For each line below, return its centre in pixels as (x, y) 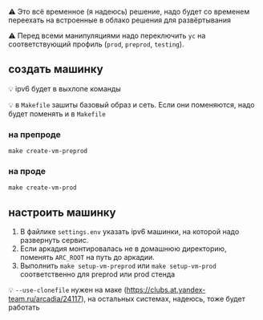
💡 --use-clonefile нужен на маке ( (67, 290)
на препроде (35, 134)
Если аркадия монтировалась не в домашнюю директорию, (123, 249)
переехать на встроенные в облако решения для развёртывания (119, 20)
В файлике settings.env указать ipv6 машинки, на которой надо (129, 232)
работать (24, 307)
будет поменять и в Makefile (57, 113)
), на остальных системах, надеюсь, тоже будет (164, 299)
